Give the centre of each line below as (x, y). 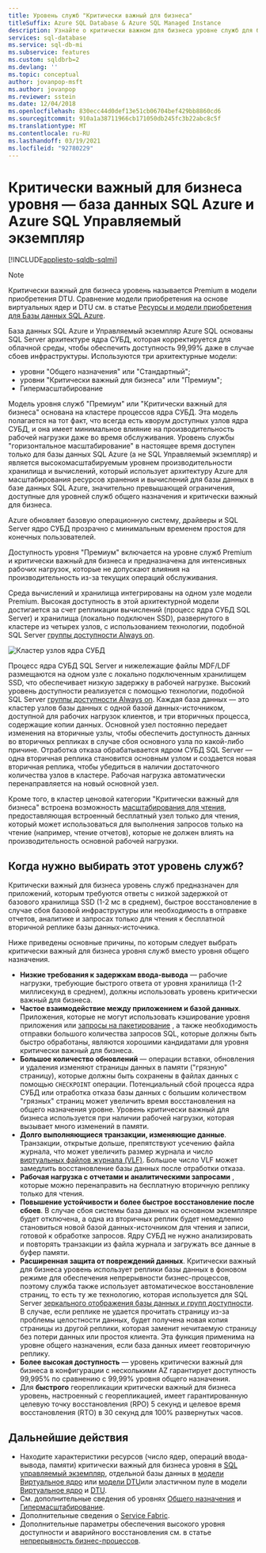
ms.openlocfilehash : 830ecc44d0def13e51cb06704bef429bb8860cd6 (115, 112)
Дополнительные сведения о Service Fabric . (95, 1515)
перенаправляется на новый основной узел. (84, 784)
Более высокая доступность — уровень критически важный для (131, 1362)
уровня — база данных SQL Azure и (131, 204)
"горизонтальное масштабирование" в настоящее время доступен (122, 446)
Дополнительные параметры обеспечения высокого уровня (122, 1524)
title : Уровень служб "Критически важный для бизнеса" (101, 15)
